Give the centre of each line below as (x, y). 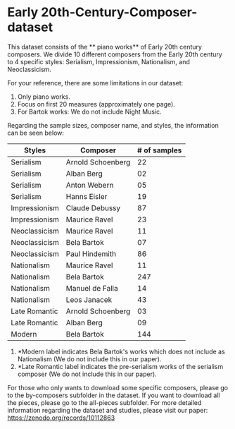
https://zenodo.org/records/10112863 (61, 418)
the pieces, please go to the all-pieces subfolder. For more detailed (104, 402)
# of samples (159, 150)
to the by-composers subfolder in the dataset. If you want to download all (114, 395)
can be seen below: (36, 133)
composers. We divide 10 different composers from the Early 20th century (115, 54)
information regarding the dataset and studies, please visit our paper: (108, 410)
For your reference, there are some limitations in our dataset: (95, 83)
